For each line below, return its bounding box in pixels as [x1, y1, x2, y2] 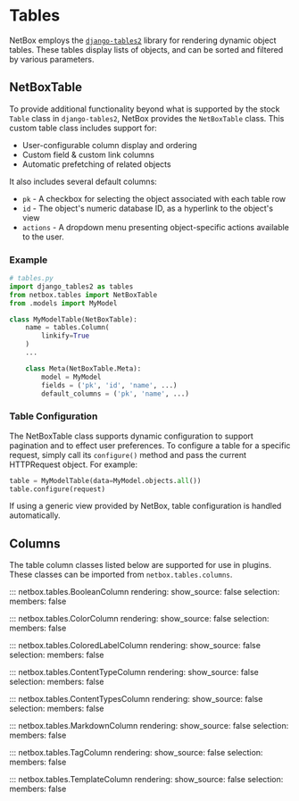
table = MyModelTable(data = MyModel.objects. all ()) [9, 476, 202, 485]
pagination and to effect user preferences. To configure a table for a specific [9, 439, 291, 451]
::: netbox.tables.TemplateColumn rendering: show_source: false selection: [9, 774, 284, 785]
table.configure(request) [9, 484, 105, 494]
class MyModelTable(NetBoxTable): [9, 314, 138, 324]
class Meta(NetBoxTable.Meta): [25, 363, 142, 373]
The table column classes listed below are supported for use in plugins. [9, 560, 272, 571]
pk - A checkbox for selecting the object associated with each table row [21, 193, 287, 204]
